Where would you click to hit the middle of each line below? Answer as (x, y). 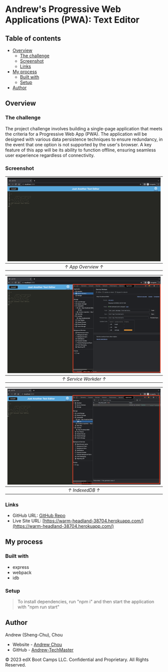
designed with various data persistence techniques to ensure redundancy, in (84, 139)
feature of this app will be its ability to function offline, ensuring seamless (80, 150)
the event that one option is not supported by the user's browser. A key (78, 144)
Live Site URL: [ (28, 521)
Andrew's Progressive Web (63, 9)
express (20, 567)
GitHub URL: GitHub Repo (39, 515)
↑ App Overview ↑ (84, 267)
